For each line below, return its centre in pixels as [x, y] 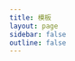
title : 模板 [30, 17]
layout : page [34, 26]
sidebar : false [38, 34]
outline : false [38, 43]
